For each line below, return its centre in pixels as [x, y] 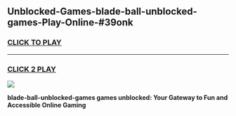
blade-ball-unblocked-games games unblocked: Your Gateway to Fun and [118, 97]
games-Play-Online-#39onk [70, 23]
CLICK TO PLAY [34, 43]
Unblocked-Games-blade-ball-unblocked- [103, 12]
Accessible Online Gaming [47, 105]
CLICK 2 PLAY [32, 69]
